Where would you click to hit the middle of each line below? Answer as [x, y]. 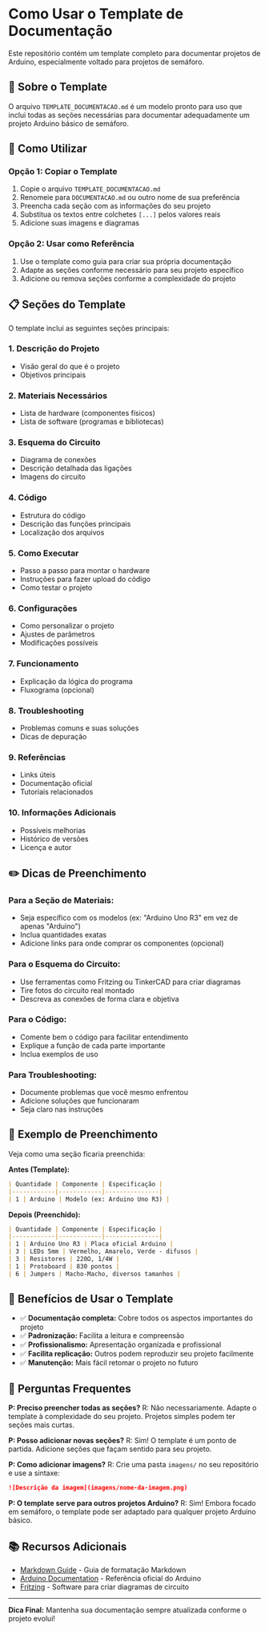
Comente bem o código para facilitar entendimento [104, 1037]
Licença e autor [46, 847]
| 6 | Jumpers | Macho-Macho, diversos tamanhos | [94, 1274]
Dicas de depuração [53, 736]
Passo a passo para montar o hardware [85, 571]
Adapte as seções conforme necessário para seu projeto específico [132, 270]
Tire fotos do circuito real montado [77, 990]
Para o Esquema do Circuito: [64, 964]
